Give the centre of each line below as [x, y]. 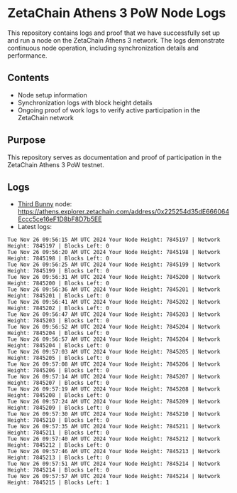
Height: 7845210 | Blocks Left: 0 [59, 420]
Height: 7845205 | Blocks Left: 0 [59, 358]
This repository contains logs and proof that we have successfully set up [114, 33]
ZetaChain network [46, 117]
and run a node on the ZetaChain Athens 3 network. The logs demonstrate [116, 40]
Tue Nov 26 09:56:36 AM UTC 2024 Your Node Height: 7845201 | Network [114, 290]
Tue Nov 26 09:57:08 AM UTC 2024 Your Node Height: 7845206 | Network [114, 364]
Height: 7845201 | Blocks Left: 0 [59, 296]
